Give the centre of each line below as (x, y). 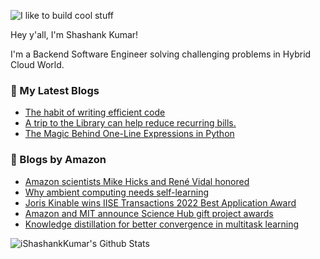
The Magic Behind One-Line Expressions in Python (129, 134)
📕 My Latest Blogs (55, 90)
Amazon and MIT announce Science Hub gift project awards (149, 213)
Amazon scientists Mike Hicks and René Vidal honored (137, 181)
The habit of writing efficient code (95, 112)
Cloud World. (37, 64)
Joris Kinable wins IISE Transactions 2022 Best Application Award (160, 202)
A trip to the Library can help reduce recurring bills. (130, 123)
